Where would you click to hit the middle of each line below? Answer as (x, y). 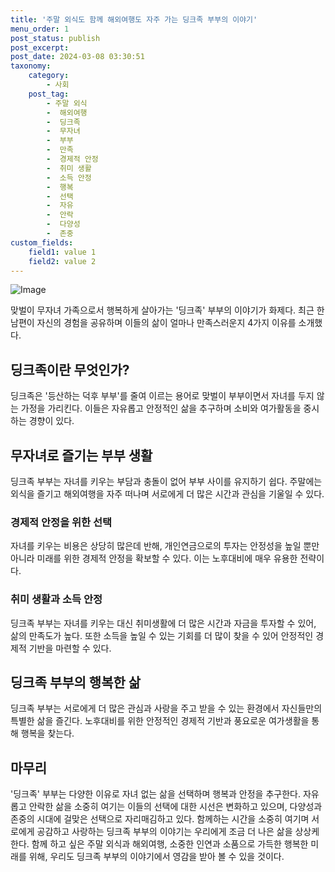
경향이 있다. (51, 421)
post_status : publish (55, 38)
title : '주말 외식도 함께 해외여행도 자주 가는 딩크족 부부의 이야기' (134, 19)
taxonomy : (31, 66)
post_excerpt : (40, 47)
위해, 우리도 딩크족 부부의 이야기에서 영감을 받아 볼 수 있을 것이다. (156, 857)
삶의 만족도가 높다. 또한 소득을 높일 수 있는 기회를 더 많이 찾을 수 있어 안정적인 (162, 635)
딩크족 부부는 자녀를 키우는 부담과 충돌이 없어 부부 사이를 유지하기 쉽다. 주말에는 (166, 481)
